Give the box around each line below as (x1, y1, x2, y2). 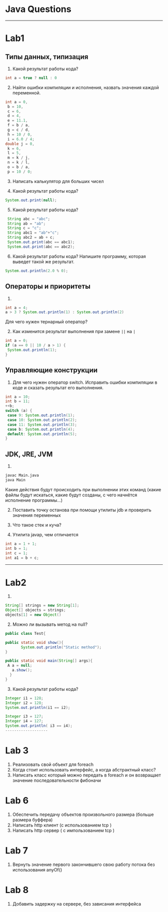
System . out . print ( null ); (5, 198, 57, 203)
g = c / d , (7, 128, 30, 133)
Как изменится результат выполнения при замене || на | (12, 329, 136, 335)
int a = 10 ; (5, 394, 30, 399)
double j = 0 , (5, 141, 35, 146)
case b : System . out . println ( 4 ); (7, 427, 75, 432)
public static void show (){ (5, 640, 64, 645)
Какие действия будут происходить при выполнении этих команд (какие (5, 486, 161, 492)
